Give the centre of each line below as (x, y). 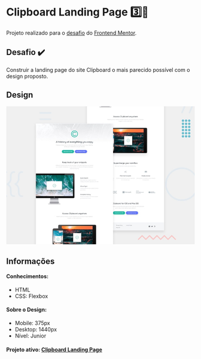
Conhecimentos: (28, 276)
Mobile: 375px (32, 323)
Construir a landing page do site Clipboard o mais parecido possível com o (98, 69)
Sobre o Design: (26, 310)
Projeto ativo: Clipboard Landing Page (54, 349)
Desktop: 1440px (36, 329)
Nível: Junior (31, 336)
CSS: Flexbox (31, 296)
